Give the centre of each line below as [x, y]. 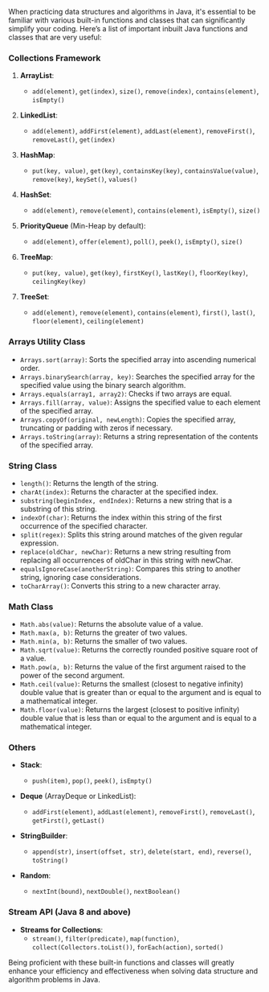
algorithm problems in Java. [54, 979]
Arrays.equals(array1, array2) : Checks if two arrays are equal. [126, 393]
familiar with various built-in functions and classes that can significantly [127, 20]
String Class [33, 466]
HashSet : [36, 195]
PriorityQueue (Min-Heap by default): [83, 226]
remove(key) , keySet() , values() [85, 179]
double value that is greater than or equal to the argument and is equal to [141, 693]
